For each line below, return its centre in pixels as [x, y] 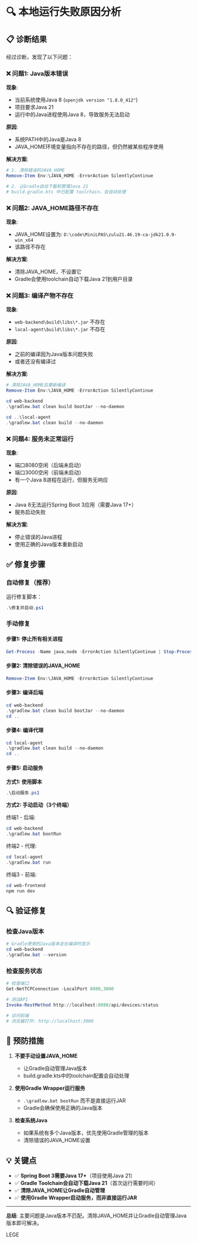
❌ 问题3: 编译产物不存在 [40, 296]
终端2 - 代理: [21, 846]
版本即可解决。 [24, 1223]
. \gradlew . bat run [28, 862]
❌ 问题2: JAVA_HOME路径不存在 [52, 208]
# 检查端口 [18, 984]
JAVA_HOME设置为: [38, 235]
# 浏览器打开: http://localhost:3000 [50, 1021]
